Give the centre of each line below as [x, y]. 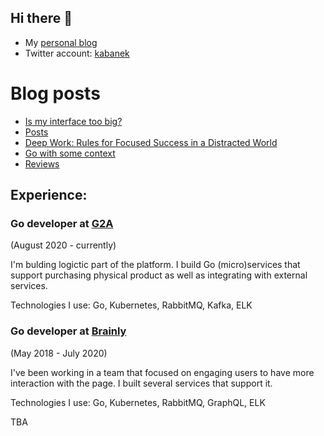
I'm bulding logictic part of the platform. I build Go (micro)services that [155, 265]
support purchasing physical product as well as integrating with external [159, 275]
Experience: [49, 195]
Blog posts [55, 93]
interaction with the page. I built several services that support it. [141, 383]
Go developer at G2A [62, 224]
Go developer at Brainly [68, 331]
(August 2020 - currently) [63, 245]
